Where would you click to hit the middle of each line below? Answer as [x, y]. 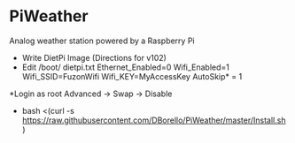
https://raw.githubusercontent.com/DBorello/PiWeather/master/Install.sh [154, 120]
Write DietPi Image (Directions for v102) [94, 57]
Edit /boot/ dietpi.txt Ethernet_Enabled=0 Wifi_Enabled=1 [126, 67]
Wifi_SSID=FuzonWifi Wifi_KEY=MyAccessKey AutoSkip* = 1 [132, 76]
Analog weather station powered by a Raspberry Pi [102, 41]
